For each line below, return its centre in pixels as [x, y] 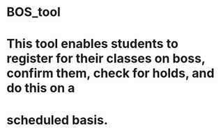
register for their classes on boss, [106, 59]
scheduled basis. [58, 120]
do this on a [41, 88]
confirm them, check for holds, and [110, 73]
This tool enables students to [92, 44]
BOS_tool [33, 12]
